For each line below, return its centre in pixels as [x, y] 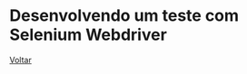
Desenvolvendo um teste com [124, 16]
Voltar [20, 60]
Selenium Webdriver [89, 35]
